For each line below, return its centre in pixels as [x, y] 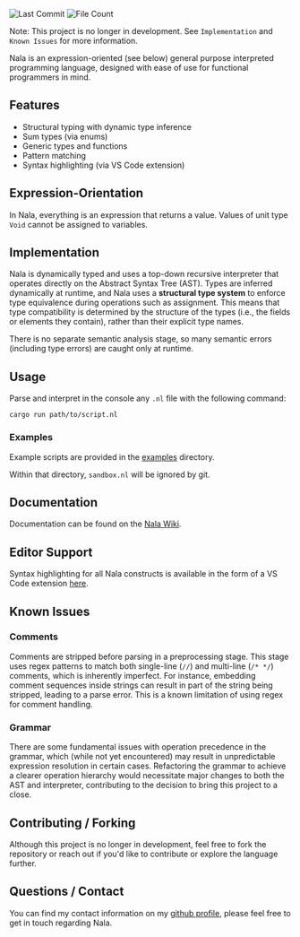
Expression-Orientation [77, 193]
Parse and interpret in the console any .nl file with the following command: [148, 398]
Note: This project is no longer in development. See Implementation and [141, 31]
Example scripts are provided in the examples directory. [112, 456]
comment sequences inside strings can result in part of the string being [141, 685]
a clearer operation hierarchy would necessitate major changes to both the [147, 776]
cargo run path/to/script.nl [64, 415]
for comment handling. [51, 704]
